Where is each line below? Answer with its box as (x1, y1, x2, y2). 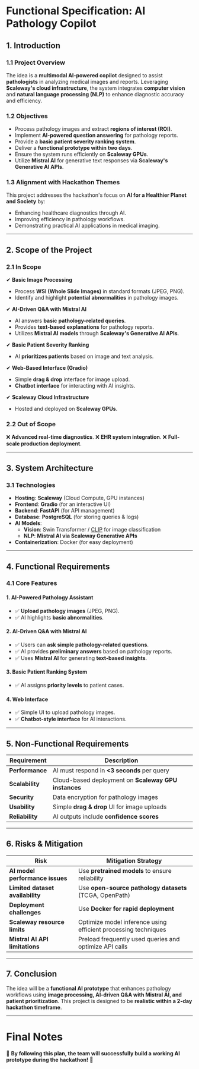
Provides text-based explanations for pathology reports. (14, 323, 155, 331)
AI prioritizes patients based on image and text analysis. (14, 353, 154, 360)
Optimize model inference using (78, 917, 167, 926)
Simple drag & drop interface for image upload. (14, 376, 130, 383)
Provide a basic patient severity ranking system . (14, 138, 136, 145)
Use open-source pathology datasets (78, 884, 187, 892)
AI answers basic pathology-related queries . (14, 317, 126, 325)
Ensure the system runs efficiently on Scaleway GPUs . (14, 150, 149, 158)
